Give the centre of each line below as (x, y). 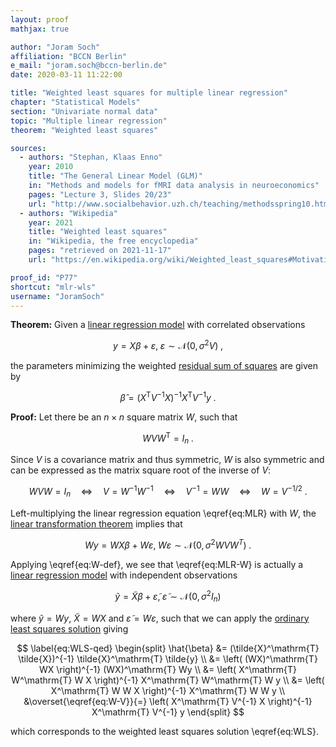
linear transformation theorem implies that (96, 523)
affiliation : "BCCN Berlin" (69, 56)
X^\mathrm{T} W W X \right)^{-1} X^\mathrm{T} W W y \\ (168, 690)
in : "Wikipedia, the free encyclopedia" (113, 241)
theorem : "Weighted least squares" (84, 130)
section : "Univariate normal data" (84, 111)
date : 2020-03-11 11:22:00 (66, 75)
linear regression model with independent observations (124, 575)
